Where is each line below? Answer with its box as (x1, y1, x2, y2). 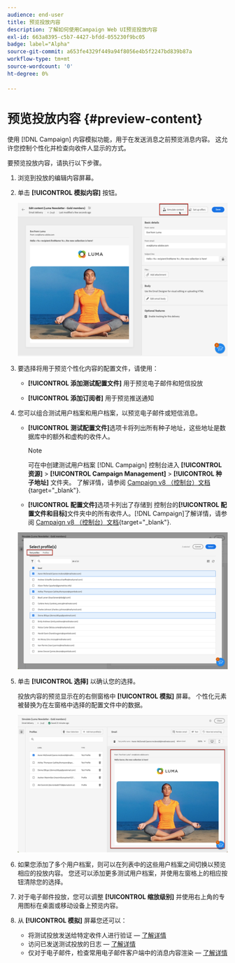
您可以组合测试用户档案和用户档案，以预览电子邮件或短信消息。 (17, 409, 201, 418)
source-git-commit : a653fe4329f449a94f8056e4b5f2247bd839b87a (7, 48, 192, 55)
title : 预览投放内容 (7, 18, 61, 26)
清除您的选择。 (23, 878, 67, 886)
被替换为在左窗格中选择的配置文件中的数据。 (17, 701, 147, 709)
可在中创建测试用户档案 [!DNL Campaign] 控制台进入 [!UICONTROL (27, 461, 222, 469)
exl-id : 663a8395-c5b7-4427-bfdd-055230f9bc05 (7, 34, 145, 41)
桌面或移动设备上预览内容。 (41, 901, 122, 909)
